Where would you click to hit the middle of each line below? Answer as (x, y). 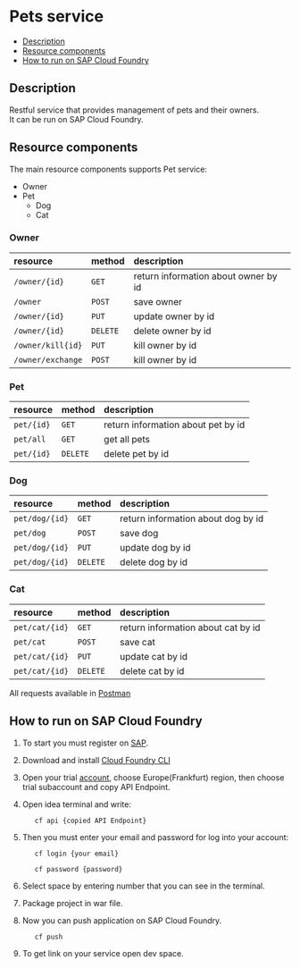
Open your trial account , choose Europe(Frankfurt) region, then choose (153, 777)
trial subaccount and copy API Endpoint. (96, 787)
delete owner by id (172, 331)
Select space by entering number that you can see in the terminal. (143, 886)
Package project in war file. (72, 903)
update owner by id (174, 316)
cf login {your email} (76, 854)
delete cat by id (152, 670)
